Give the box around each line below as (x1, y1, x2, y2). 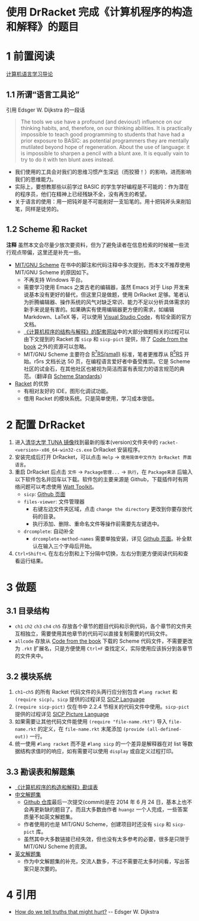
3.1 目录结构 (6, 606, 50, 616)
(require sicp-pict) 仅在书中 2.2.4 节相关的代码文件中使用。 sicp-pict (14, 703, 190, 710)
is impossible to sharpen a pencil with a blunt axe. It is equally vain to (20, 150, 190, 157)
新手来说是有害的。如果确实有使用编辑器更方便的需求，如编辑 (23, 306, 175, 313)
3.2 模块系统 (6, 671, 52, 681)
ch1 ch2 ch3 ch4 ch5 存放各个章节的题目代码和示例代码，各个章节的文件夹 (14, 623, 192, 630)
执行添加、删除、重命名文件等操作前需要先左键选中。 (32, 520, 163, 528)
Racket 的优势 (14, 380, 49, 388)
